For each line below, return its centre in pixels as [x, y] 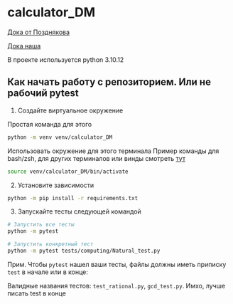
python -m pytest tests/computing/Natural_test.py [84, 251]
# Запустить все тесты [41, 225]
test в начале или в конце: [48, 272]
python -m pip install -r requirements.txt [73, 198]
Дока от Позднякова [38, 32]
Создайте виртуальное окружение [70, 110]
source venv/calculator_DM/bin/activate [68, 172]
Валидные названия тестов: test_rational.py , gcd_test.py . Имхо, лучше [116, 285]
